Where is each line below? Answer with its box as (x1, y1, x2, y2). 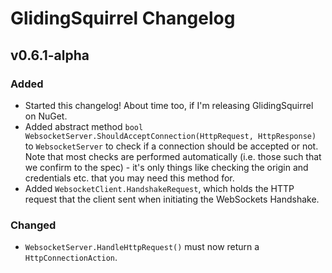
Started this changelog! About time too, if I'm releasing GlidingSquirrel (24, 99, 314, 111)
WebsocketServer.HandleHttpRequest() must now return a (24, 241, 260, 253)
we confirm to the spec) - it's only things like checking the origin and (24, 161, 309, 173)
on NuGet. (24, 110, 68, 122)
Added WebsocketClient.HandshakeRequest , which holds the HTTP (24, 182, 295, 194)
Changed (10, 218, 57, 232)
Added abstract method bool (24, 120, 144, 132)
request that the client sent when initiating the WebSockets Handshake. (24, 193, 320, 205)
